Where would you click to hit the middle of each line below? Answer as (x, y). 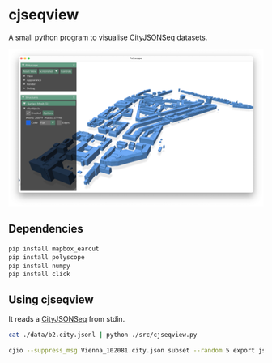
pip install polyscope (47, 257)
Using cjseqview (51, 299)
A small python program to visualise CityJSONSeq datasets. (108, 37)
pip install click (39, 274)
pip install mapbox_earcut (54, 249)
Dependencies (46, 229)
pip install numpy (39, 266)
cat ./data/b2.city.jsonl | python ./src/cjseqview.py (103, 335)
